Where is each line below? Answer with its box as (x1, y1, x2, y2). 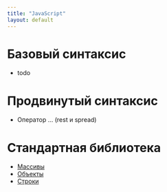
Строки (16, 177, 39, 186)
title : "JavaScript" (7, 10, 67, 17)
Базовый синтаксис (7, 46, 126, 62)
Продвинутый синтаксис (7, 93, 158, 109)
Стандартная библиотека (7, 140, 162, 156)
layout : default (7, 17, 54, 23)
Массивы (16, 162, 45, 171)
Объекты (16, 170, 44, 178)
